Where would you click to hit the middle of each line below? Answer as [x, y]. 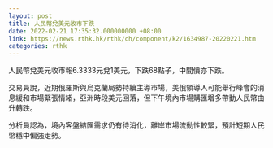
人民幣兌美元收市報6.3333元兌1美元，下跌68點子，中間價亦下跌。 [119, 71]
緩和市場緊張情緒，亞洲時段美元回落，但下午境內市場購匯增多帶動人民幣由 [140, 98]
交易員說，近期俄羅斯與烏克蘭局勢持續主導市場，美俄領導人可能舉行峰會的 [133, 88]
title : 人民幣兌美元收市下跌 [52, 24]
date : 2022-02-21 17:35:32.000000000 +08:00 [85, 31]
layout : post [30, 16]
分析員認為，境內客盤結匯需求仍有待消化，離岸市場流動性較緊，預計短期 [129, 125]
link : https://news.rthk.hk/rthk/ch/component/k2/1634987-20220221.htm [132, 39]
